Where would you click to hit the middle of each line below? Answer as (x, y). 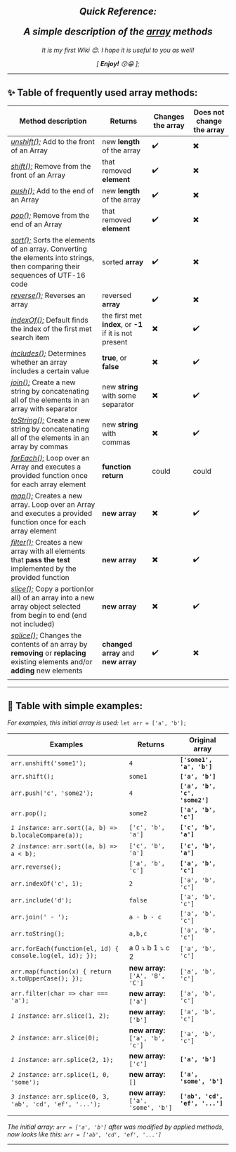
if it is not (117, 333)
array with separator (44, 409)
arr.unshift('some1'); (48, 763)
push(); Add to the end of (52, 191)
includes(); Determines (48, 354)
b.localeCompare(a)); (47, 835)
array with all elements (48, 551)
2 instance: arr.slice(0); (55, 1038)
